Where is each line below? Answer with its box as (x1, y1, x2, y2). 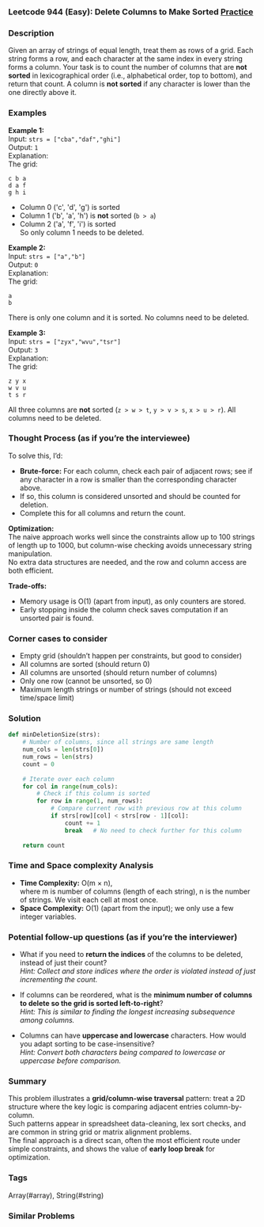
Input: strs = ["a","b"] (8, 251, 85, 261)
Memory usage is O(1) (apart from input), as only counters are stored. (19, 596, 247, 606)
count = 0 (22, 760, 55, 768)
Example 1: (8, 125, 45, 135)
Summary (8, 1076, 47, 1087)
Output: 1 (8, 142, 39, 152)
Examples (8, 108, 47, 119)
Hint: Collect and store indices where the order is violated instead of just (19, 966, 256, 976)
